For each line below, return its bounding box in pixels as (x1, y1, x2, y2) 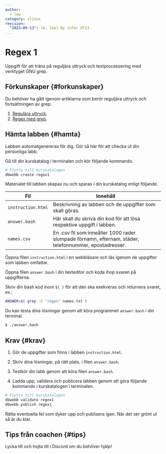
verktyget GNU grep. (5, 69, 48, 75)
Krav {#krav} (5, 336, 46, 344)
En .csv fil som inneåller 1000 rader (52, 229, 136, 236)
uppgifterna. (5, 274, 31, 280)
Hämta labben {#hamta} (5, 130, 81, 139)
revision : (5, 21, 26, 26)
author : (5, 7, 21, 12)
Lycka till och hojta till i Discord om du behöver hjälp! (5, 444, 112, 450)
